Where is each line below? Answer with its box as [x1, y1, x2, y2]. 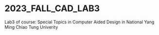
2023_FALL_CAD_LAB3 [4, 3, 100, 14]
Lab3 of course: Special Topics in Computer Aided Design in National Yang [4, 19, 155, 25]
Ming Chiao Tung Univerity [4, 24, 58, 30]
